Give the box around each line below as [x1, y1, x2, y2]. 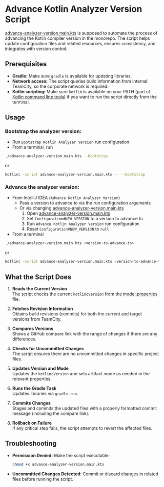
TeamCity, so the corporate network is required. [12, 83, 109, 89]
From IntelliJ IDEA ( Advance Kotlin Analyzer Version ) [12, 195, 121, 201]
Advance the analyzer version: [5, 184, 80, 191]
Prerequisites [5, 60, 47, 68]
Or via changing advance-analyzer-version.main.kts [19, 205, 124, 211]
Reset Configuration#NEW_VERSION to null [26, 226, 109, 232]
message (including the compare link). [12, 410, 89, 416]
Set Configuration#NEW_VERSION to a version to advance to [26, 216, 143, 222]
